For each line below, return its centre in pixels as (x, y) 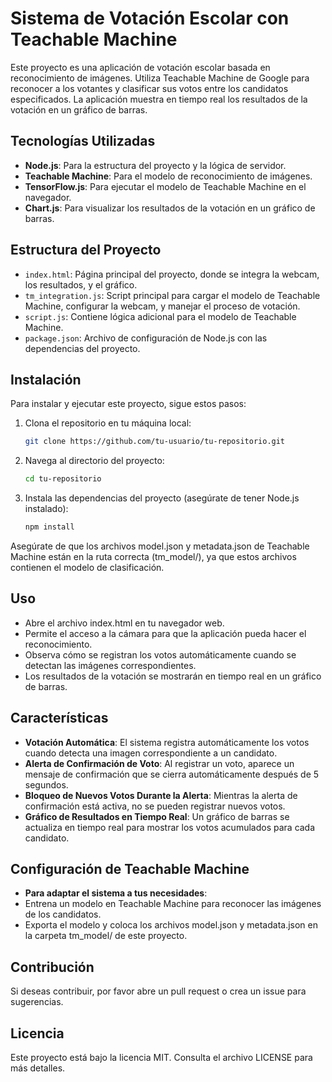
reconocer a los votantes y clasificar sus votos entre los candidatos (149, 88)
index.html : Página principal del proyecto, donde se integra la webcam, (172, 274)
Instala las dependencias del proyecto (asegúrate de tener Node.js (162, 498)
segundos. (46, 784)
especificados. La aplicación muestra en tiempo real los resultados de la (159, 99)
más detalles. (38, 1068)
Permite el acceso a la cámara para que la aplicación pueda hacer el (165, 633)
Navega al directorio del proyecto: (94, 461)
